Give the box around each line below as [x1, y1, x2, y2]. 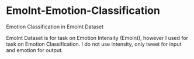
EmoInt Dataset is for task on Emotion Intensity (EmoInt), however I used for [6, 34, 189, 41]
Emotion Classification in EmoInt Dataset [6, 23, 104, 30]
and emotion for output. [6, 46, 63, 53]
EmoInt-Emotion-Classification [6, 4, 161, 17]
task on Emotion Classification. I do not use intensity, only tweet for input [6, 40, 182, 47]
